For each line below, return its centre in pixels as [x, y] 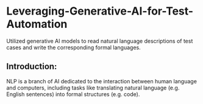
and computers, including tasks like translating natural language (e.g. [93, 88]
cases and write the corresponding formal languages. [74, 47]
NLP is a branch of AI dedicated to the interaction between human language [101, 81]
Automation [37, 24]
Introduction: [32, 67]
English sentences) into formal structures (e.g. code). [73, 94]
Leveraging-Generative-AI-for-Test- [100, 11]
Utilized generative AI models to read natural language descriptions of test [100, 41]
